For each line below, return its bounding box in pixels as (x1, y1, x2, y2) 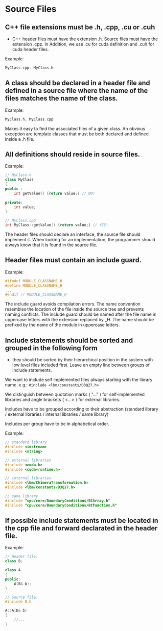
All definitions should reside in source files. (5, 150, 140, 158)
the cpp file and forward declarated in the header (5, 524, 158, 532)
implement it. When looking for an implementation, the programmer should (5, 237, 156, 242)
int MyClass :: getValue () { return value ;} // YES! (5, 223, 109, 227)
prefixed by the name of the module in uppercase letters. (5, 322, 120, 328)
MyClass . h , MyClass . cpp (5, 117, 54, 122)
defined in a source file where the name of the (5, 87, 148, 95)
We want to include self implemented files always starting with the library (5, 377, 153, 383)
